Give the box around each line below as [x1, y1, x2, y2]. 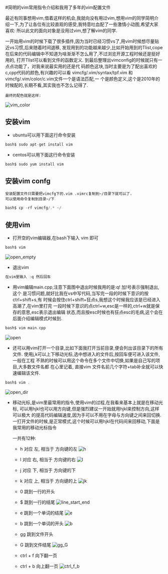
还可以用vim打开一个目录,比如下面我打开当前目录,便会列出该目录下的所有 [12, 345, 163, 351]
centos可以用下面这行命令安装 [12, 152, 75, 158]
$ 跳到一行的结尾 [20, 499, 55, 505]
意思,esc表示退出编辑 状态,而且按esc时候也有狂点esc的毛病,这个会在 [21, 309, 163, 315]
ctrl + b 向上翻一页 [20, 563, 59, 569]
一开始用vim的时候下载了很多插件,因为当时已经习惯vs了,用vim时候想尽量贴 [5, 38, 159, 44]
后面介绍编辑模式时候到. [12, 315, 63, 321]
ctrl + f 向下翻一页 [20, 552, 58, 558]
